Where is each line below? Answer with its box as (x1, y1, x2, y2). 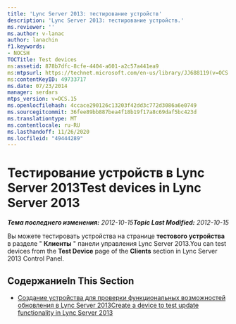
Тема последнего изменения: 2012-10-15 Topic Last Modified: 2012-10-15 (7, 218, 229, 227)
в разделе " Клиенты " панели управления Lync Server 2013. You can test (7, 239, 227, 248)
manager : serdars (7, 89, 58, 96)
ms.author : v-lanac (7, 30, 65, 37)
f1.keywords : (7, 43, 46, 50)
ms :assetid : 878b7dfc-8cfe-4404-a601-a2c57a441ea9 (7, 63, 159, 70)
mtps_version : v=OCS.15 (7, 96, 77, 103)
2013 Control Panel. (7, 254, 65, 263)
